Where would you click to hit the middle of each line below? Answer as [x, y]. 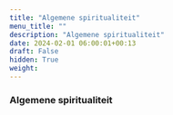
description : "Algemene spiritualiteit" [87, 34]
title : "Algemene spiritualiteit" [75, 18]
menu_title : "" [38, 26]
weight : [24, 69]
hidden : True [34, 60]
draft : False [34, 52]
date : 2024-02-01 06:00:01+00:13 [73, 43]
